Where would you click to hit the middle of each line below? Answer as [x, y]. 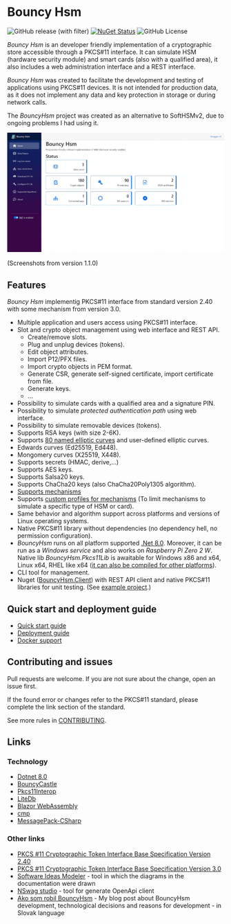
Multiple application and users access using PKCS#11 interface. [107, 323]
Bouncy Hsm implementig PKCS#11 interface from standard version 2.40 [110, 302]
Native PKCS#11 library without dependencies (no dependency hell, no [117, 528]
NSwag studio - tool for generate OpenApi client [86, 891]
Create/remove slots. [57, 337]
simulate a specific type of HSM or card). [76, 507]
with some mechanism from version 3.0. [64, 309]
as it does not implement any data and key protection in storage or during [111, 95]
